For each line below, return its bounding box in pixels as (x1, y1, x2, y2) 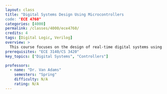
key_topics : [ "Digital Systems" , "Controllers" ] (5, 53, 108, 59)
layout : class (5, 7, 35, 12)
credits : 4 (5, 30, 28, 35)
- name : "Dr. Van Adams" (9, 67, 61, 72)
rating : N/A (14, 81, 39, 86)
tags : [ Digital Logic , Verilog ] (5, 35, 72, 40)
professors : (5, 63, 30, 68)
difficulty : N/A (14, 77, 48, 82)
